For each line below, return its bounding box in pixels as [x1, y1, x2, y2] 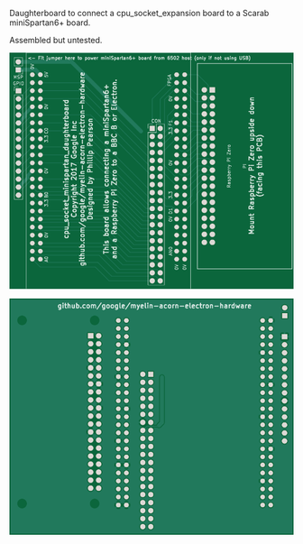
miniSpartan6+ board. [9, 17, 91, 28]
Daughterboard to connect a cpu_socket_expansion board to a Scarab [9, 8, 270, 18]
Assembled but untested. [9, 35, 103, 45]
